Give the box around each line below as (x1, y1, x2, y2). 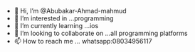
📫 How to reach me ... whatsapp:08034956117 (14, 37, 152, 45)
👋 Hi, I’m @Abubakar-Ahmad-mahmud (14, 7, 127, 15)
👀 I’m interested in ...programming (14, 14, 114, 22)
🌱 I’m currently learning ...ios (14, 22, 99, 30)
